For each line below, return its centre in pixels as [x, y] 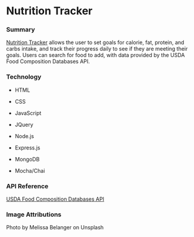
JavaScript [28, 113]
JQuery [24, 124]
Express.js [27, 148]
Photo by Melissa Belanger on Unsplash [55, 227]
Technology [24, 77]
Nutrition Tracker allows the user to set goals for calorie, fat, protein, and [95, 42]
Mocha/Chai [30, 170]
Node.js [24, 136]
